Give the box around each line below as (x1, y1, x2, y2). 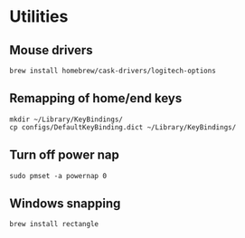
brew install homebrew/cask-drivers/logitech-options (9, 66, 217, 75)
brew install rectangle (9, 220, 99, 229)
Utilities (9, 6, 69, 27)
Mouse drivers (9, 43, 93, 58)
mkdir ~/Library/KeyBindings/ (9, 115, 124, 124)
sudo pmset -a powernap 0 (9, 171, 107, 180)
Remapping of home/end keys (9, 90, 183, 106)
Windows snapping (9, 196, 121, 212)
